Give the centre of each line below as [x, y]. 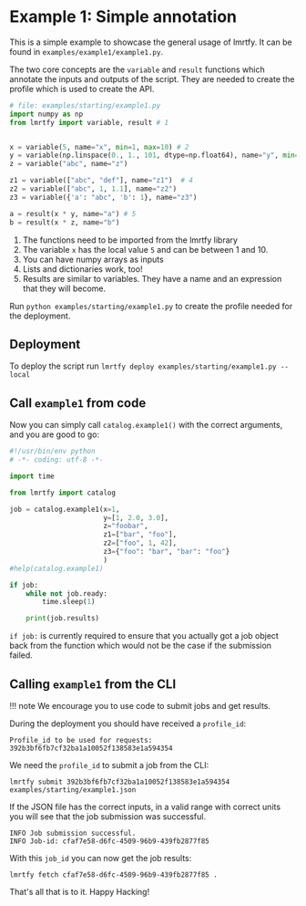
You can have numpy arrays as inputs [93, 259]
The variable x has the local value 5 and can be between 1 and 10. [145, 249]
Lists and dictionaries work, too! [82, 269]
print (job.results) [63, 619]
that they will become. [64, 288]
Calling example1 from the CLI [93, 684]
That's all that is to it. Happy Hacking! [80, 892]
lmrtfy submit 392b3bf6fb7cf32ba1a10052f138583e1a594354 [120, 782]
